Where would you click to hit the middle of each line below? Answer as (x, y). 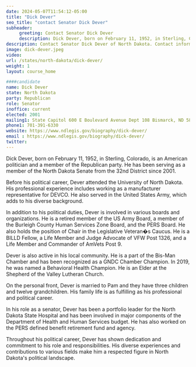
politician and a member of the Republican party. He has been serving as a (96, 164)
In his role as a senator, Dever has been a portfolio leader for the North (91, 309)
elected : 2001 (23, 115)
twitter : (17, 142)
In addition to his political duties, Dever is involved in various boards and (93, 212)
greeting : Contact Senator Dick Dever (66, 33)
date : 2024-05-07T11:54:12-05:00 (47, 11)
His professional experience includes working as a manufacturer (83, 188)
